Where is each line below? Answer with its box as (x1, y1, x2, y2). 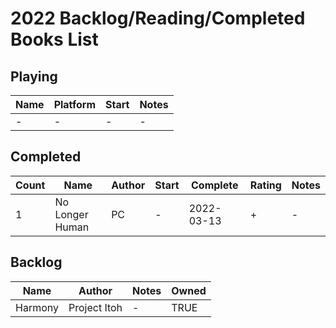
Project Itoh (68, 300, 123, 314)
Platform (53, 98, 97, 111)
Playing (10, 68, 58, 85)
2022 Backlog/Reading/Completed (10, 7, 306, 30)
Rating (249, 178, 282, 192)
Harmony (15, 300, 59, 314)
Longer (54, 207, 89, 221)
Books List (10, 28, 99, 51)
